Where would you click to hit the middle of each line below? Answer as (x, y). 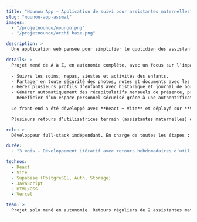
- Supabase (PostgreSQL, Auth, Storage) (61, 178)
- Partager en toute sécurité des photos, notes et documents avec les (101, 81)
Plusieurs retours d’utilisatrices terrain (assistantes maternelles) (99, 119)
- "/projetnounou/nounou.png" (48, 28)
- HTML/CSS (25, 189)
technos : (17, 162)
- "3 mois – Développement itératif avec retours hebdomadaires (91, 151)
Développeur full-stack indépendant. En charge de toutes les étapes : (101, 135)
